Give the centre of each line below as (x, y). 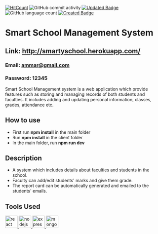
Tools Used (23, 207)
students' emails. (30, 191)
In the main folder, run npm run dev (48, 143)
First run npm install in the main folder (51, 132)
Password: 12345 (26, 78)
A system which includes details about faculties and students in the (81, 170)
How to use (23, 120)
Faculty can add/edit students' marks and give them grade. (72, 181)
